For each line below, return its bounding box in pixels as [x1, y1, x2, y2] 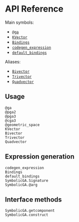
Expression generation [5, 153, 75, 161]
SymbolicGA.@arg [5, 182, 38, 187]
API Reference [5, 3, 64, 15]
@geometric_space [5, 122, 40, 127]
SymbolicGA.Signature [5, 178, 49, 183]
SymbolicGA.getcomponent [5, 208, 55, 213]
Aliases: [5, 59, 21, 64]
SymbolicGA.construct [5, 212, 49, 218]
